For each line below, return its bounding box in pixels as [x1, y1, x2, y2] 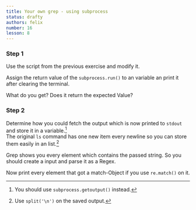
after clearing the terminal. [6, 80, 70, 88]
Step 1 [6, 50, 24, 58]
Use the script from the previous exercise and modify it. [6, 63, 140, 70]
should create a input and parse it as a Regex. [6, 158, 116, 165]
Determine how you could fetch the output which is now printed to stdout [6, 119, 183, 126]
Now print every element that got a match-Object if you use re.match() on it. [6, 169, 190, 176]
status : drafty [6, 14, 43, 20]
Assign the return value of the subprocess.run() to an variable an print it [6, 74, 179, 81]
